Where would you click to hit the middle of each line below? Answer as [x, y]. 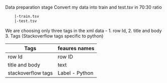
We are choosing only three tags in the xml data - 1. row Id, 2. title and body [83, 30]
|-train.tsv [27, 16]
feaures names [76, 48]
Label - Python [76, 73]
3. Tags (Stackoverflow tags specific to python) [54, 36]
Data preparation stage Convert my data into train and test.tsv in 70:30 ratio [83, 7]
